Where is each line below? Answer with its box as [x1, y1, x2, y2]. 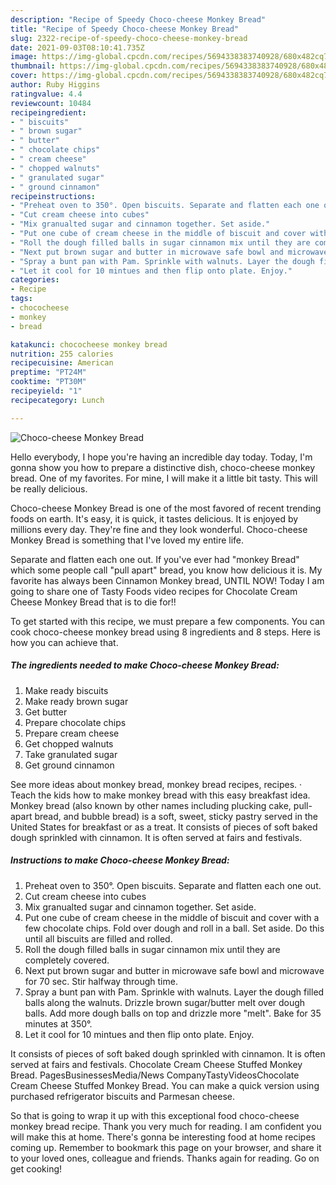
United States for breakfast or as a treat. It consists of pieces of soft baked [10, 821, 318, 833]
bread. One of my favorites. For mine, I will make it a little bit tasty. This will [10, 472, 318, 484]
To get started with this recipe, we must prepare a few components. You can [10, 615, 326, 627]
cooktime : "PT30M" [10, 377, 87, 387]
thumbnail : [10, 61, 56, 71]
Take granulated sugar [24, 748, 118, 760]
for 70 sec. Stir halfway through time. [24, 975, 178, 987]
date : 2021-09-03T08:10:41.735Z [10, 42, 145, 53]
